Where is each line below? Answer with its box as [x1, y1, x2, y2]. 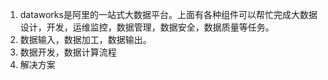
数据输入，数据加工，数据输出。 [19, 34, 152, 45]
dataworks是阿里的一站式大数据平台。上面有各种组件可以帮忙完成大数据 [19, 9, 318, 20]
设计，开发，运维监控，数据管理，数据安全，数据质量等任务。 [19, 21, 275, 33]
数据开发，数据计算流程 [19, 46, 117, 58]
